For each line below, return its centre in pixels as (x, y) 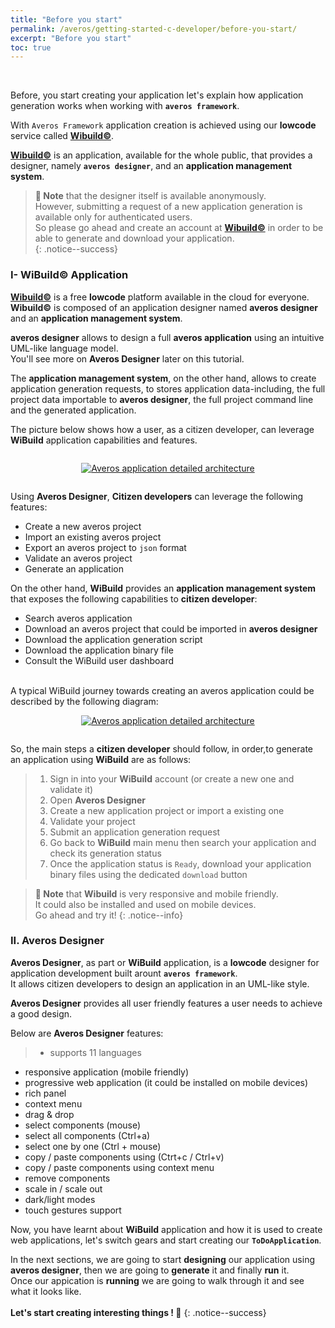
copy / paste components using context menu (119, 1167)
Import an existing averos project (93, 537)
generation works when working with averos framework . (125, 106)
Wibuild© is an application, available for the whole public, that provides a (161, 155)
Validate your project (92, 821)
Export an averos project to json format (105, 547)
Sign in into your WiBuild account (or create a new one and (172, 778)
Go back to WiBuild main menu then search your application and (183, 842)
